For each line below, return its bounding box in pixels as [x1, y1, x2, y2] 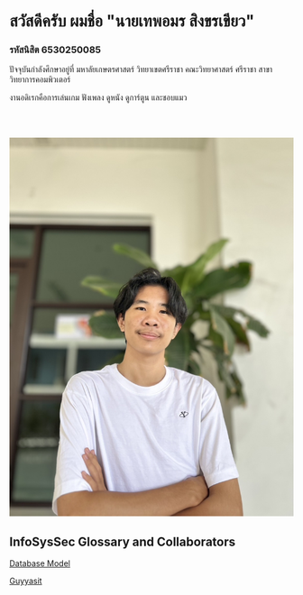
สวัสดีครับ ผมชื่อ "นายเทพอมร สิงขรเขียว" [9, 11, 255, 32]
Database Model [9, 558, 70, 569]
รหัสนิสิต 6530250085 [9, 43, 102, 56]
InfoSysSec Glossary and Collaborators [9, 534, 236, 549]
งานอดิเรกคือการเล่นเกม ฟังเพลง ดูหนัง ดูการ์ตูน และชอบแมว [9, 92, 188, 103]
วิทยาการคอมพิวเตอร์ [9, 74, 71, 85]
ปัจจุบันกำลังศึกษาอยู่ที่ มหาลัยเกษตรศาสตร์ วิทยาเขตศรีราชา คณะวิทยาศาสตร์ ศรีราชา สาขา [9, 64, 273, 75]
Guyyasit [9, 575, 42, 587]
